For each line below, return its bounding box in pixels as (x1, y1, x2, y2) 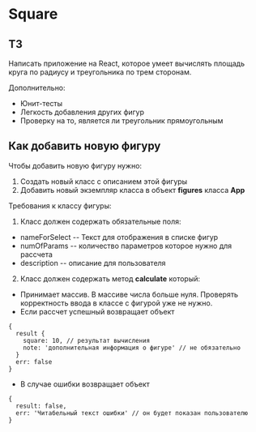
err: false (15, 357, 53, 366)
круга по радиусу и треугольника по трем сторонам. (8, 67, 192, 77)
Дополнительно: (8, 83, 66, 92)
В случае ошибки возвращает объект (19, 379, 150, 389)
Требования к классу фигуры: (8, 200, 112, 211)
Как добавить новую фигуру (8, 139, 161, 153)
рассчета (19, 249, 53, 259)
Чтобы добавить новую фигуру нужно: (8, 160, 143, 170)
